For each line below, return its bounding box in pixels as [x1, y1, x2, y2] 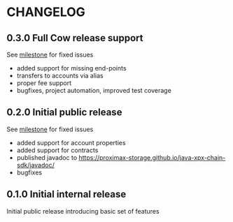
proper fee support [16, 79, 72, 87]
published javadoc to [16, 153, 78, 161]
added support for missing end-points [16, 64, 127, 72]
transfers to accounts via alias [16, 71, 104, 80]
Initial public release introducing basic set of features [6, 207, 160, 215]
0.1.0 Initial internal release [6, 188, 127, 200]
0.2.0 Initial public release [6, 106, 122, 119]
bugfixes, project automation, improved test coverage [16, 87, 172, 94]
